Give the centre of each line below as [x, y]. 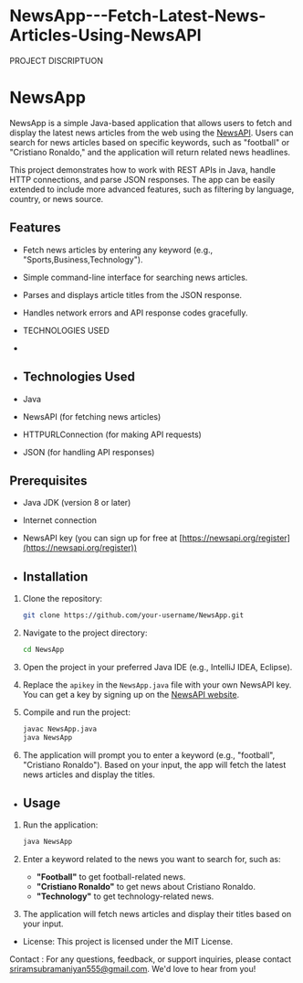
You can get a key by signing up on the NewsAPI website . [131, 694]
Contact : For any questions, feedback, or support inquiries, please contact [151, 959]
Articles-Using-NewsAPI [106, 35]
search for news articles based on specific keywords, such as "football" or [150, 142]
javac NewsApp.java [60, 729]
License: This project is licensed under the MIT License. [128, 942]
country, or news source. [57, 198]
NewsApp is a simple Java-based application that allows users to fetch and [151, 123]
